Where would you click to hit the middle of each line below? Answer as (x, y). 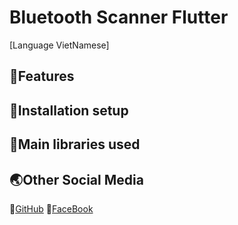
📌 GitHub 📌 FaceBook (51, 208)
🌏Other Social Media (76, 179)
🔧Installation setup (69, 110)
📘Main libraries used (75, 144)
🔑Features (42, 76)
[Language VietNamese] (59, 45)
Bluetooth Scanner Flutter (119, 17)
